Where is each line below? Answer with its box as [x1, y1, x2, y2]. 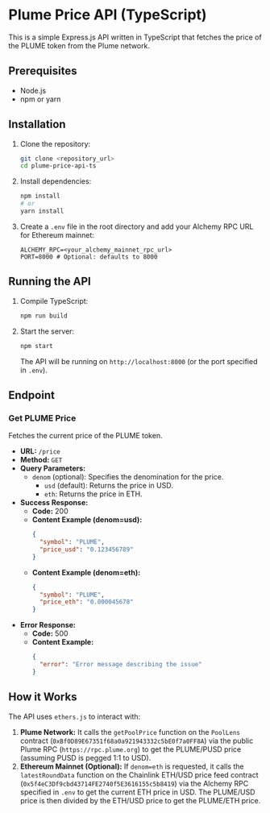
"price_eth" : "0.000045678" [39, 598, 135, 606]
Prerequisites [8, 64, 77, 78]
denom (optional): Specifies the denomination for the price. [31, 472, 224, 482]
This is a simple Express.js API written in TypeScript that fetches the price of [8, 32, 262, 42]
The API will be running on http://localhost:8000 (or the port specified [19, 356, 258, 366]
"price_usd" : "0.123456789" [39, 545, 135, 554]
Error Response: [19, 620, 77, 630]
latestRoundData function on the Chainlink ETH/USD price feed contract [19, 769, 260, 779]
